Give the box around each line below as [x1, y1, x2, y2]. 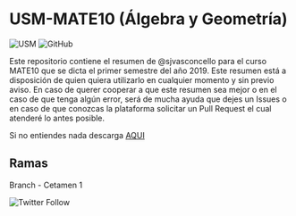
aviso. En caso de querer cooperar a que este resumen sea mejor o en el [9, 84, 277, 95]
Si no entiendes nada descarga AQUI [9, 129, 145, 140]
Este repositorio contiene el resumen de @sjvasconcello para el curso [9, 55, 266, 66]
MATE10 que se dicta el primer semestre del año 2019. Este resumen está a [9, 65, 287, 76]
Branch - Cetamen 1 [9, 179, 83, 190]
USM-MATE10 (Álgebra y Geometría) [9, 9, 288, 29]
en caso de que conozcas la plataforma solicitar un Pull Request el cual [9, 103, 272, 113]
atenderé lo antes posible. [9, 112, 106, 123]
